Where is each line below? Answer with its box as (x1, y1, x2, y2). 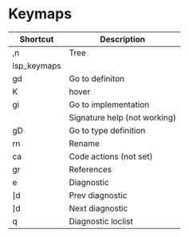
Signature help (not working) (69, 112, 177, 123)
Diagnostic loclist (69, 215, 133, 227)
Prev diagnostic (69, 189, 128, 200)
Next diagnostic (69, 203, 128, 214)
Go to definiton (69, 73, 125, 84)
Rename (69, 137, 100, 148)
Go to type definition (69, 124, 146, 136)
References (69, 164, 112, 175)
